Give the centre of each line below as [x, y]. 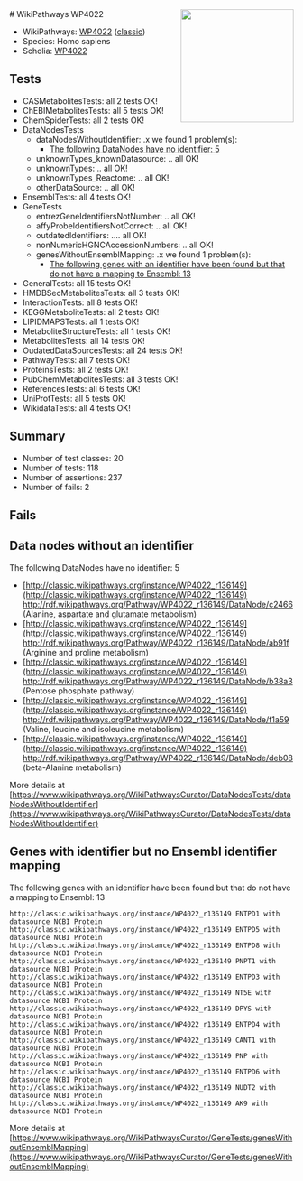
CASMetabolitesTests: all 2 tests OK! [90, 101]
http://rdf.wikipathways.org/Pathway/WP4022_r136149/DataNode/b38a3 [157, 681]
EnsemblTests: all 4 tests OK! [77, 197]
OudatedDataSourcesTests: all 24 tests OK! [102, 350]
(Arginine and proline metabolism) [85, 652]
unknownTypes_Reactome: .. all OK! [102, 177]
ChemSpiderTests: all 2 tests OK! [83, 120]
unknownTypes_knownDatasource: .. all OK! [118, 158]
